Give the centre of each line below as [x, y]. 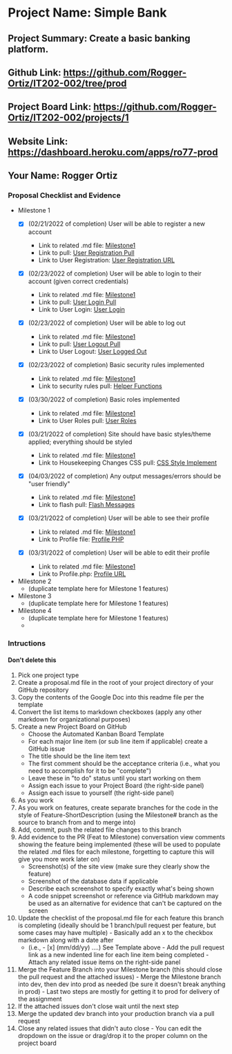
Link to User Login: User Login [81, 309]
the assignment [40, 999]
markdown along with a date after [66, 940]
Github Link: [35, 72]
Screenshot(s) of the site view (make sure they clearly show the [119, 866]
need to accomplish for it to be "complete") [89, 771]
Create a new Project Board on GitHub [72, 727]
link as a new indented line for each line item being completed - [118, 955]
